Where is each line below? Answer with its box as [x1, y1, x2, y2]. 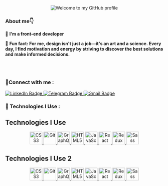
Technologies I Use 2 [5, 154, 72, 162]
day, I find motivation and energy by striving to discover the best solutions [5, 46, 163, 52]
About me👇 [5, 18, 34, 25]
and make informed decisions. [5, 51, 70, 57]
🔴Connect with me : [5, 79, 54, 86]
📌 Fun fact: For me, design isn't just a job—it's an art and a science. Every [5, 41, 161, 47]
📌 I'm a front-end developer [5, 31, 64, 37]
